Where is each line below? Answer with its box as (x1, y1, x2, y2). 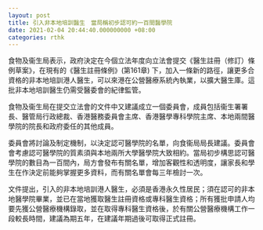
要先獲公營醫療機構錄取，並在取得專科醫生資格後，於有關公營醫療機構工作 (8, 204, 248, 214)
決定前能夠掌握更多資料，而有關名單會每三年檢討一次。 (28, 168, 207, 177)
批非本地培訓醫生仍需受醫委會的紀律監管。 (8, 86, 146, 95)
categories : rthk (8, 33, 65, 42)
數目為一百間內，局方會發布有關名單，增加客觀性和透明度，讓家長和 (28, 158, 248, 167)
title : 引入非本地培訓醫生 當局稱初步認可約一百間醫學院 (8, 19, 173, 27)
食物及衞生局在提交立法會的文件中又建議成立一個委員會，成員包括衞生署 (8, 102, 241, 111)
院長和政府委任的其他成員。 (28, 122, 118, 131)
